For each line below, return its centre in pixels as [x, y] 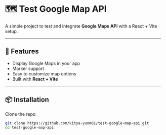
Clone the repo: [21, 114]
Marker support [28, 68]
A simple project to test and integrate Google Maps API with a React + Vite [81, 26]
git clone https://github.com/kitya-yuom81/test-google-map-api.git [77, 123]
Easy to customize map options [44, 73]
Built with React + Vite [35, 79]
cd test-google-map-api [30, 128]
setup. [12, 31]
